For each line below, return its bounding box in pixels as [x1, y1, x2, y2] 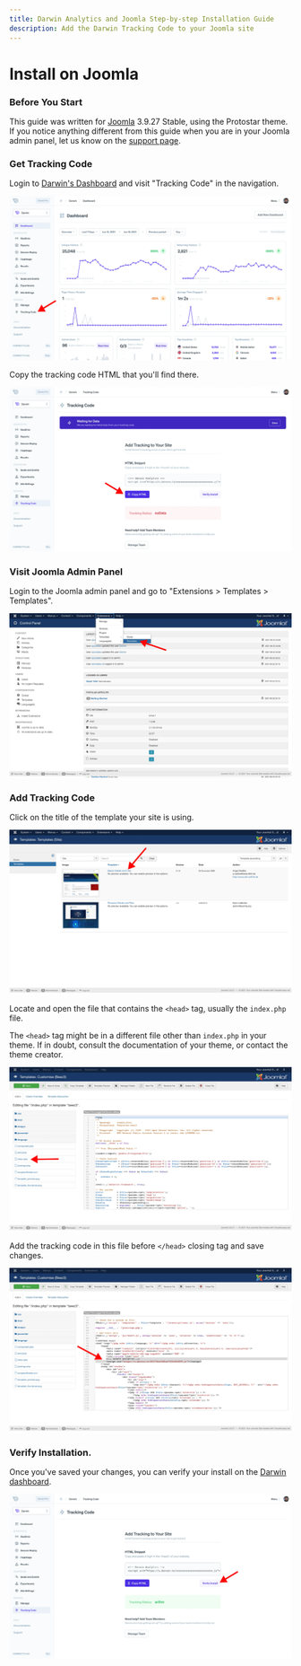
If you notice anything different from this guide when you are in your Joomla [9, 126, 290, 136]
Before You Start [9, 95, 83, 108]
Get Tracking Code [9, 157, 92, 170]
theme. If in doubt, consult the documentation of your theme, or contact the [9, 1039, 288, 1050]
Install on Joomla [9, 64, 139, 84]
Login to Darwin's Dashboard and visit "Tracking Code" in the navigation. [9, 178, 279, 189]
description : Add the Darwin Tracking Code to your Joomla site [9, 23, 254, 33]
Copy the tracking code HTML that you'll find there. [9, 369, 200, 381]
